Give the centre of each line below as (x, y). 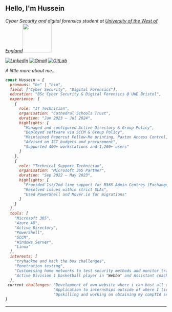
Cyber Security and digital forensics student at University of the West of (81, 21)
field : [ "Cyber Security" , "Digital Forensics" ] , (64, 89)
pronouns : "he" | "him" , (36, 85)
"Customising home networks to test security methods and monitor (87, 271)
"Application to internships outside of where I (106, 290)
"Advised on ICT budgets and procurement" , (71, 142)
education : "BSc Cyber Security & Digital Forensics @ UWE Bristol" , (85, 94)
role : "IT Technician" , (44, 109)
